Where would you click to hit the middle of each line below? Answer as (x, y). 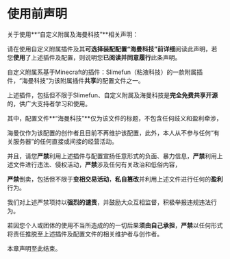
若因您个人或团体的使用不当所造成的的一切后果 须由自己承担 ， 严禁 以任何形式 (115, 225)
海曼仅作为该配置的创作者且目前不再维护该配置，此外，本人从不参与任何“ (111, 133)
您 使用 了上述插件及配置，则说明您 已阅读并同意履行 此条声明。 (94, 57)
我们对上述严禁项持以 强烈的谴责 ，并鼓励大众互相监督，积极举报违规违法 (109, 202)
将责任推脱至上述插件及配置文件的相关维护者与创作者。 (85, 234)
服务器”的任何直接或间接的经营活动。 (65, 141)
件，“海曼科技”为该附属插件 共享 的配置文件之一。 (76, 80)
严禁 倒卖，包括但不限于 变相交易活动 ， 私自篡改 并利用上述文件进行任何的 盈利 (115, 179)
